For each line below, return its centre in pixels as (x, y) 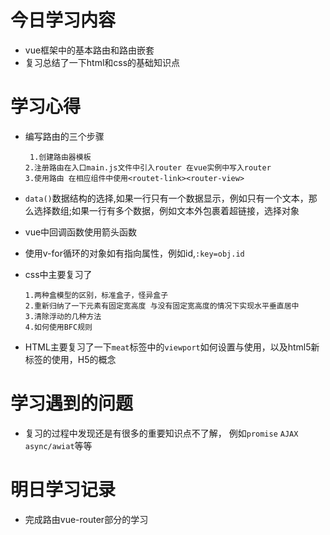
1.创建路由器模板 (60, 157)
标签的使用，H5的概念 (70, 359)
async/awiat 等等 (58, 445)
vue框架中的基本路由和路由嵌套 (89, 50)
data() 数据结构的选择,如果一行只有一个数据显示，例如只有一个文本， (166, 198)
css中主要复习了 (58, 274)
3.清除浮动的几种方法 (63, 316)
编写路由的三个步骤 (64, 136)
